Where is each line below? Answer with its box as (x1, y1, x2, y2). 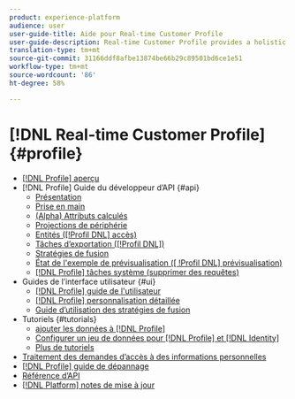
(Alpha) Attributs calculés (34, 210, 128, 221)
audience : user (9, 21, 65, 30)
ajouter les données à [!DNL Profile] (34, 323, 166, 334)
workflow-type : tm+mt (9, 63, 89, 72)
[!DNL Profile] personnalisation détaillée (34, 295, 181, 305)
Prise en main (34, 201, 86, 211)
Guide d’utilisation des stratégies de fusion (34, 304, 191, 315)
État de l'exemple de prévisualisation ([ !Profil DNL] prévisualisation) (34, 257, 283, 268)
